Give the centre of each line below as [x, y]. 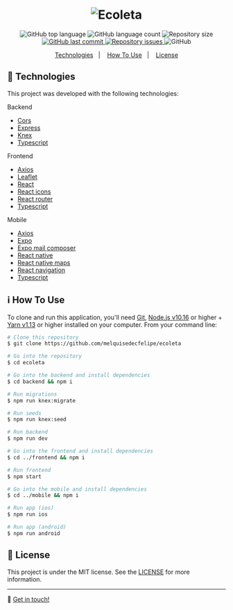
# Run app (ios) [31, 508]
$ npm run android [34, 533]
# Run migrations [32, 394]
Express [29, 128]
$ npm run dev [28, 439]
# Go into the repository [44, 356]
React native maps [44, 262]
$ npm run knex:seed [37, 420]
